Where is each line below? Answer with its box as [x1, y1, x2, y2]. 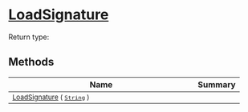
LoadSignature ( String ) [12, 92, 90, 102]
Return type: [8, 32, 50, 42]
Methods [8, 55, 55, 69]
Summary [197, 78, 236, 90]
